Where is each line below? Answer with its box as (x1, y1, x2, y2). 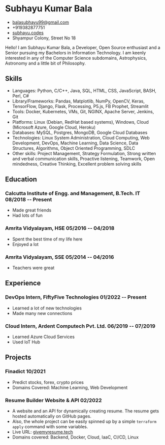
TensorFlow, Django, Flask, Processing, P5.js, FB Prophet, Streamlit (12, 103, 149, 109)
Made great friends (12, 207, 52, 213)
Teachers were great (12, 265, 55, 271)
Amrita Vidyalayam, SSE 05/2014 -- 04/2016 (5, 253, 114, 260)
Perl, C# (12, 93, 29, 99)
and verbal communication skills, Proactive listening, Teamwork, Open (12, 156, 155, 162)
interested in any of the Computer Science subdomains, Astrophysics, (5, 55, 147, 61)
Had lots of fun (12, 212, 43, 218)
